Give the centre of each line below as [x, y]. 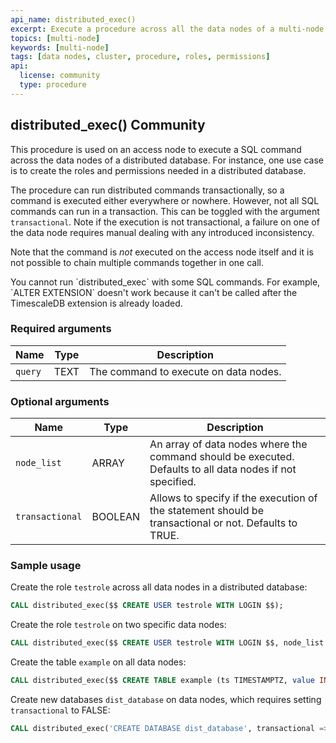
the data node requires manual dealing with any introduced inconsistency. [162, 232]
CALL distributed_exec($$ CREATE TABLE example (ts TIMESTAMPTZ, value [162, 681]
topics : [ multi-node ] [55, 38]
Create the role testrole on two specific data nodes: [118, 625]
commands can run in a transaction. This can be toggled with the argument [165, 211]
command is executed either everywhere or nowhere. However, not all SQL [165, 200]
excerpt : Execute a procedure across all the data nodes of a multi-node [167, 29]
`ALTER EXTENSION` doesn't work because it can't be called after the [154, 292]
